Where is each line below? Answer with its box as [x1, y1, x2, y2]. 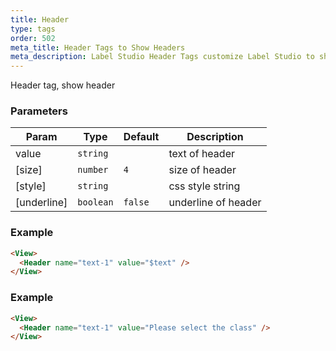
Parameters [10, 104, 68, 118]
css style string [168, 179, 241, 193]
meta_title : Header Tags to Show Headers [10, 42, 186, 53]
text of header [168, 147, 235, 161]
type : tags [10, 24, 56, 34]
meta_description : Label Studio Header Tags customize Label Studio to [10, 52, 315, 62]
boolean [77, 197, 114, 208]
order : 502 [10, 33, 56, 43]
